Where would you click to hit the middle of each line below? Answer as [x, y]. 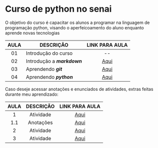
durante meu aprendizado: [32, 94]
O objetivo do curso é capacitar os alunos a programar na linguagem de [78, 22]
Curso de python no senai [58, 9]
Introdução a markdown [54, 61]
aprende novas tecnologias [33, 33]
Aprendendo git [44, 69]
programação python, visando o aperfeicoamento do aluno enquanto [75, 27]
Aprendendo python [50, 77]
